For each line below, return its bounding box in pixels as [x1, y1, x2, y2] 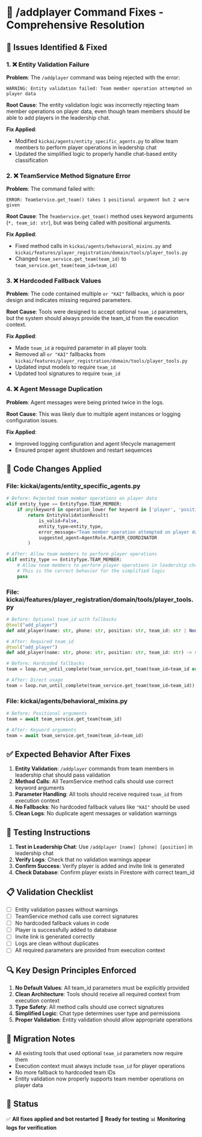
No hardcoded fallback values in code [14, 920, 109, 927]
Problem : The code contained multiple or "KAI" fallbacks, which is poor [6, 290, 185, 297]
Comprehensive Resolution [6, 18, 145, 32]
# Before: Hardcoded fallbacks [6, 661, 85, 667]
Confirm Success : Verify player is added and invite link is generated [14, 863, 185, 870]
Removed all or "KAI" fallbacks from [14, 351, 106, 358]
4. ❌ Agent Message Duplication [6, 385, 103, 393]
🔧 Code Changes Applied [6, 464, 102, 474]
